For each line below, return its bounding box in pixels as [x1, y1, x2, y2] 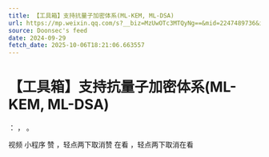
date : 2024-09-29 [8, 33, 66, 42]
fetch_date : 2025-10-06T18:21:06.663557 [8, 41, 146, 49]
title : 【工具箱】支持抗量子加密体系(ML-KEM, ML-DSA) [8, 11, 175, 20]
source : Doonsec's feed [8, 26, 88, 34]
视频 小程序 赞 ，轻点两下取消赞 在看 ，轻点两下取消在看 [8, 140, 194, 150]
